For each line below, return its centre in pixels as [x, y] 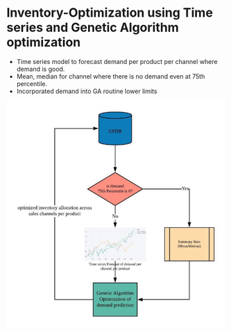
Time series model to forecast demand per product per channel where [117, 61]
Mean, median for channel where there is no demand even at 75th [111, 76]
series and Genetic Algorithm [93, 27]
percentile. [32, 83]
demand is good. [41, 69]
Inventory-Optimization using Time [110, 13]
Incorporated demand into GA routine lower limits [87, 91]
